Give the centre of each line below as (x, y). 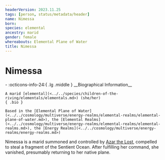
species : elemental (25, 28)
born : (11, 23)
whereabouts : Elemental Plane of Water (46, 42)
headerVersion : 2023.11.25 (33, 10)
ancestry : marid (22, 33)
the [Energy (46, 128)
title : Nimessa (21, 46)
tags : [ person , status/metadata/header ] (48, 14)
